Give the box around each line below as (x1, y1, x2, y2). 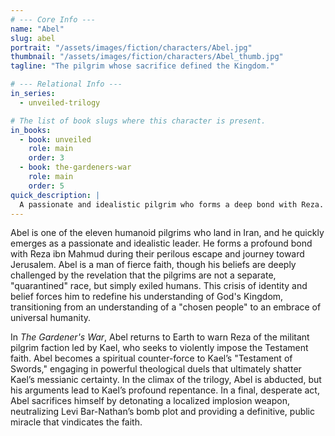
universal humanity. (10, 312, 92, 324)
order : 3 (28, 153, 65, 163)
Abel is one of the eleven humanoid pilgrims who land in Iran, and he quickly (10, 227, 325, 239)
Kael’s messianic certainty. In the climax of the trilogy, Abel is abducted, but (10, 374, 322, 386)
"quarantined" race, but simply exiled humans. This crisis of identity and (10, 280, 308, 292)
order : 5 (28, 181, 65, 191)
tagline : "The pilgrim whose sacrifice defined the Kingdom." (10, 61, 275, 71)
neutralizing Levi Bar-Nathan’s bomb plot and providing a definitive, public (10, 406, 316, 418)
